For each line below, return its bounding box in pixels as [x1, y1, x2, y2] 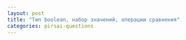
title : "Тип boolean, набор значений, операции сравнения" [7, 16, 180, 23]
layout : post [7, 9, 45, 17]
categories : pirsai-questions [7, 22, 94, 29]
